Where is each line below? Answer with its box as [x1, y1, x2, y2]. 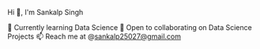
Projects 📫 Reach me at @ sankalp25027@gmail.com [7, 32, 182, 41]
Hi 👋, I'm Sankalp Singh [7, 8, 84, 17]
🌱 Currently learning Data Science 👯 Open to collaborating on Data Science [7, 23, 252, 32]
